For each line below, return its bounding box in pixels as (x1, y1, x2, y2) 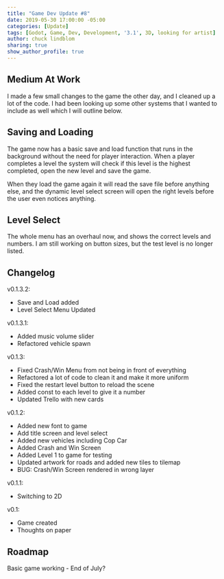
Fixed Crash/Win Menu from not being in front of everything (16, 366, 186, 375)
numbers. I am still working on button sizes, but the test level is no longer (7, 239, 214, 248)
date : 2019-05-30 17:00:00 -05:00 (7, 16, 106, 23)
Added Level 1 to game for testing (16, 451, 112, 460)
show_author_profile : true (7, 49, 84, 56)
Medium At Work (7, 73, 81, 86)
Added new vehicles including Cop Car (16, 436, 127, 445)
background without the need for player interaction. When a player (7, 152, 195, 160)
